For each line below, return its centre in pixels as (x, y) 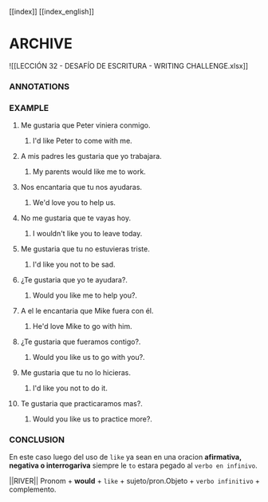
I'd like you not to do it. (70, 388)
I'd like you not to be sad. (74, 265)
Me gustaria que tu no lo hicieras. (75, 373)
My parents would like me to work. (89, 172)
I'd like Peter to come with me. (82, 141)
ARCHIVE (41, 44)
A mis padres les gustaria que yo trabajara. (91, 156)
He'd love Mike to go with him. (82, 326)
